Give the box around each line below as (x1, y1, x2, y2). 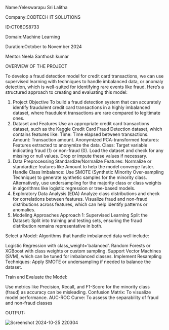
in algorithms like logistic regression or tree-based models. (12, 185, 136, 191)
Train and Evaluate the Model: (5, 274, 67, 280)
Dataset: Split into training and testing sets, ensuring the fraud (12, 217, 142, 224)
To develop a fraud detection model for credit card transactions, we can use (5, 73, 164, 79)
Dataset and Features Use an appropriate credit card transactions (12, 121, 149, 126)
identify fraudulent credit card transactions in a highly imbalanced (12, 104, 150, 111)
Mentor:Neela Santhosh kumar (5, 53, 69, 59)
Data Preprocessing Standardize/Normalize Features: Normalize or (12, 158, 152, 164)
